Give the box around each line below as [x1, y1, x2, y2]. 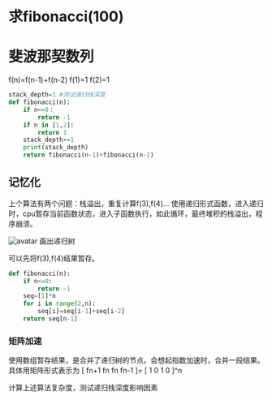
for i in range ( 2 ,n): [23, 299, 96, 308]
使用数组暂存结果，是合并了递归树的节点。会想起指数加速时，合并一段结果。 [8, 355, 265, 365]
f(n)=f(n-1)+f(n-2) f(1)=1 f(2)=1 [8, 75, 110, 85]
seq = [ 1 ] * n [23, 292, 57, 300]
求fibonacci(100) [8, 7, 124, 26]
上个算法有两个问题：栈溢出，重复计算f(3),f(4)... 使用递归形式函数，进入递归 [8, 198, 264, 208]
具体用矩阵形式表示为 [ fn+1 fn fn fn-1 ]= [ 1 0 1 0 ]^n [8, 366, 183, 376]
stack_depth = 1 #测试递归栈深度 [8, 91, 106, 99]
